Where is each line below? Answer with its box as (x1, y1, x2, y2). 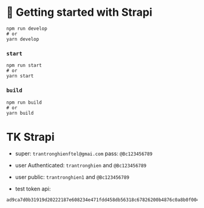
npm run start (6, 62, 42, 69)
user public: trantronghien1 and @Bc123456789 (15, 173, 129, 181)
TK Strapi (6, 130, 55, 144)
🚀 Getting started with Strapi (6, 5, 153, 19)
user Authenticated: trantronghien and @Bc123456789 (15, 162, 147, 169)
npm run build (6, 99, 42, 106)
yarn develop (6, 36, 39, 42)
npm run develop (6, 25, 47, 32)
